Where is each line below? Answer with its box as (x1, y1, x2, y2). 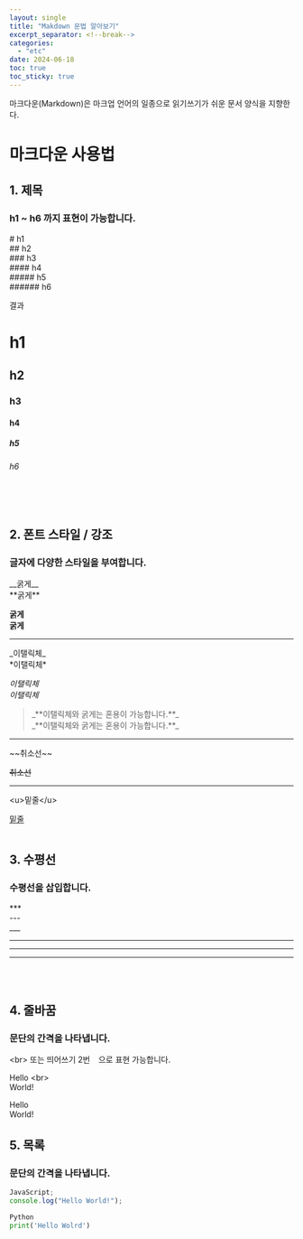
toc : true (9, 64, 47, 73)
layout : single (9, 13, 67, 23)
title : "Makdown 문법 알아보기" (9, 22, 120, 31)
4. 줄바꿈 (9, 1003, 57, 1019)
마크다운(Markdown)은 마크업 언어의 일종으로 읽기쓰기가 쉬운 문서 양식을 (9, 98, 267, 108)
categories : (9, 38, 54, 48)
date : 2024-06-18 (9, 55, 75, 64)
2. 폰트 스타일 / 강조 (9, 526, 113, 542)
